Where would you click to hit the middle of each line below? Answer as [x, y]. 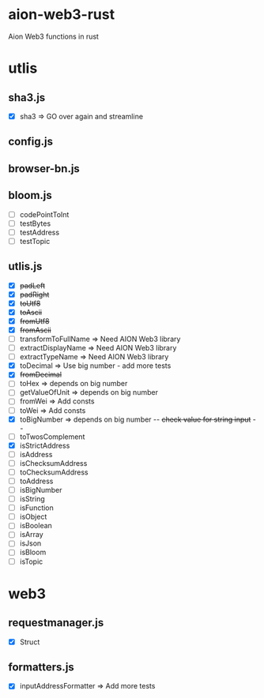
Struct [30, 642]
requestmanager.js [56, 623]
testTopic [35, 241]
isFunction [36, 508]
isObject [33, 517]
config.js [31, 142]
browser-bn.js [44, 169]
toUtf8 [30, 303]
